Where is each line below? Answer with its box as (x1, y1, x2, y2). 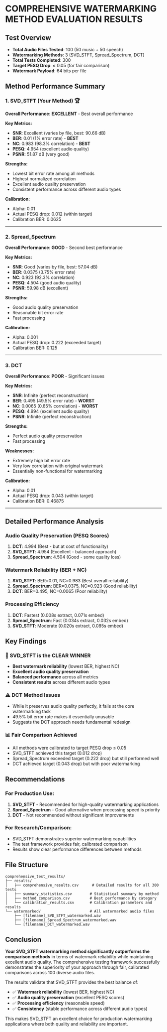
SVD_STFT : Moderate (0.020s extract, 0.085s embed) (12, 623, 123, 629)
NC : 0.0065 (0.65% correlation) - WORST (12, 403, 98, 409)
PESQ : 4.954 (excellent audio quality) (12, 145, 89, 152)
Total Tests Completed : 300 (12, 57, 71, 63)
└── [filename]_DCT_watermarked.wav (14, 922, 90, 927)
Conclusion (5, 935, 42, 944)
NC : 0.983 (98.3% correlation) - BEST (12, 140, 90, 146)
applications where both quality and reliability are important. (5, 1021, 128, 1027)
